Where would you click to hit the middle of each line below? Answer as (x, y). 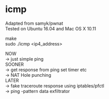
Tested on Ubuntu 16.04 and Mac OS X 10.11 (51, 28)
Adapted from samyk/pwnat (34, 23)
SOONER (15, 64)
